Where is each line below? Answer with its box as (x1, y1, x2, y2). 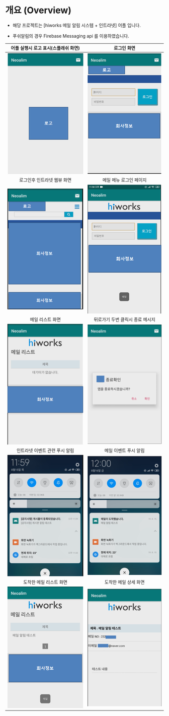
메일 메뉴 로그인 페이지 (102, 177, 147, 183)
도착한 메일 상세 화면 (104, 579, 145, 585)
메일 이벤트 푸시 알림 (104, 447, 145, 453)
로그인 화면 (114, 45, 136, 51)
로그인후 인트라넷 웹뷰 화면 (19, 177, 72, 183)
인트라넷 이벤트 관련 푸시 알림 (17, 447, 74, 453)
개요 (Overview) (5, 5, 72, 16)
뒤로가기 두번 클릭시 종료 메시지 (94, 316, 156, 322)
